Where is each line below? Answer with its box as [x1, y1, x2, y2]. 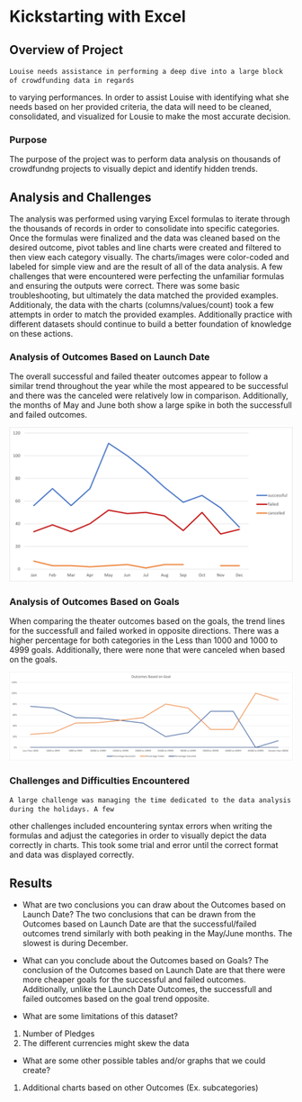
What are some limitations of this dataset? [22, 1010, 178, 1021]
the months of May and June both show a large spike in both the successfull [9, 400, 292, 411]
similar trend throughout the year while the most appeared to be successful [9, 381, 289, 392]
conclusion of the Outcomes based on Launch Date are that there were [22, 964, 286, 975]
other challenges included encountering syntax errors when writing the [9, 821, 272, 832]
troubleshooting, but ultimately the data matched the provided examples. [9, 290, 279, 301]
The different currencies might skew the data [22, 1037, 190, 1048]
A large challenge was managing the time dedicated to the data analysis [9, 796, 292, 805]
